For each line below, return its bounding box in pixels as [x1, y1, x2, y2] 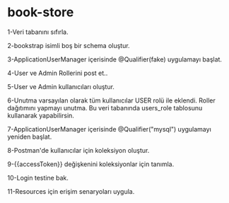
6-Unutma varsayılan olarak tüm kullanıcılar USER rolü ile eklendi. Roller [7, 96, 216, 105]
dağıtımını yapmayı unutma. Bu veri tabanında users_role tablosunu [7, 103, 203, 112]
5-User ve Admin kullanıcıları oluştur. [7, 82, 115, 91]
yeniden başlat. [7, 132, 52, 141]
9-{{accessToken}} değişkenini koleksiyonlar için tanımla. [7, 160, 175, 168]
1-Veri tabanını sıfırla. [7, 28, 69, 36]
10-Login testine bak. [7, 173, 69, 182]
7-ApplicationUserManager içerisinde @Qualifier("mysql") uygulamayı [7, 124, 212, 133]
